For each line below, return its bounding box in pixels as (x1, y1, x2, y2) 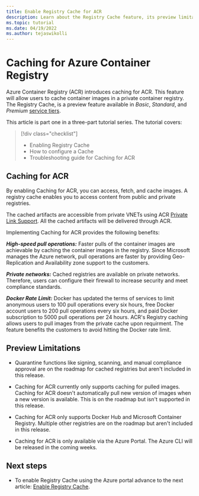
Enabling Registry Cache (29, 141, 90, 149)
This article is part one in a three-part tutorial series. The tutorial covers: (6, 119, 182, 126)
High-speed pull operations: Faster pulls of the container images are (6, 240, 175, 247)
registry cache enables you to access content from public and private (6, 193, 176, 200)
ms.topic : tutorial (6, 20, 54, 25)
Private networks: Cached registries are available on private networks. (6, 270, 180, 278)
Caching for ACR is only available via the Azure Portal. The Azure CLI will (14, 437, 192, 445)
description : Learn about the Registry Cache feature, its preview (6, 14, 176, 20)
